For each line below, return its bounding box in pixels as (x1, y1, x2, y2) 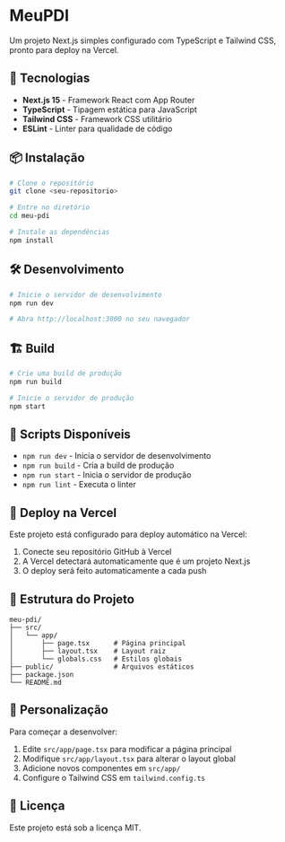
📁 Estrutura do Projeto (9, 592, 134, 607)
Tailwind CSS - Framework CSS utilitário (22, 113, 173, 124)
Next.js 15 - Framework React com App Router (22, 94, 195, 105)
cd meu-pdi (9, 212, 50, 221)
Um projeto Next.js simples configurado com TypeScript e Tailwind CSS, (9, 35, 277, 46)
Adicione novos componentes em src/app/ (22, 762, 181, 773)
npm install (9, 235, 54, 245)
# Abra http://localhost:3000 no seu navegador (9, 315, 191, 324)
